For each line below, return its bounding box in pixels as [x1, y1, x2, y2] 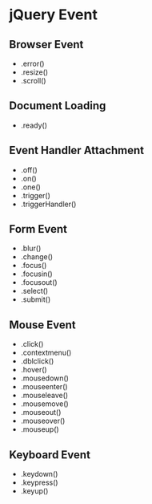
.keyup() [20, 486, 49, 496]
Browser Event [9, 38, 84, 51]
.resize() [20, 67, 49, 77]
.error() [20, 59, 45, 68]
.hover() [20, 365, 47, 375]
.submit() [20, 295, 51, 304]
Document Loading [9, 99, 106, 113]
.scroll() [20, 76, 46, 85]
